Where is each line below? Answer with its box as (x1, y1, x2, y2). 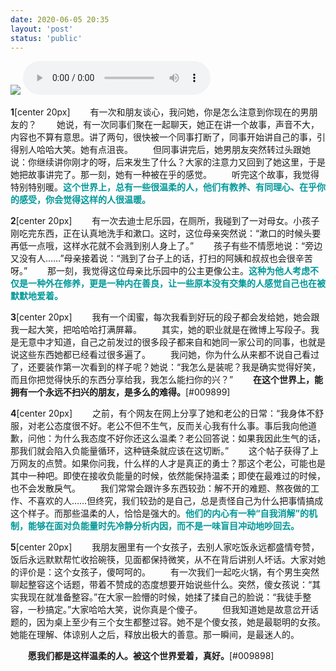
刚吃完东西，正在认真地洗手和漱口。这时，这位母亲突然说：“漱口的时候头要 (10, 227, 322, 240)
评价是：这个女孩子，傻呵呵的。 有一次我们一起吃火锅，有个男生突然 (18, 566, 320, 578)
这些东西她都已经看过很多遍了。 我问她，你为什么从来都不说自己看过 (18, 349, 320, 361)
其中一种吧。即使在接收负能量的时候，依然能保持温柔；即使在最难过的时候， (10, 470, 326, 482)
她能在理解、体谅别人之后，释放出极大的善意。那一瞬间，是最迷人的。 (10, 629, 300, 641)
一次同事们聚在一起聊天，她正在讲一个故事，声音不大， (91, 119, 320, 131)
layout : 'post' (10, 24, 74, 34)
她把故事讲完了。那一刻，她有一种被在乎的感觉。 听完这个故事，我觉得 (10, 169, 320, 181)
